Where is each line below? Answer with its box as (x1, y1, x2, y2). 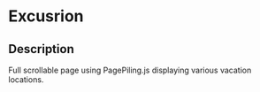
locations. (8, 74, 44, 85)
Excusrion (8, 6, 84, 27)
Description (8, 42, 74, 57)
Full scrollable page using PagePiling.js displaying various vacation (8, 65, 252, 75)
